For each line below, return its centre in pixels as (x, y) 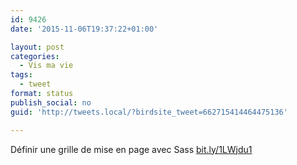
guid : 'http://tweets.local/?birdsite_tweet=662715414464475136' (149, 112)
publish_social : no (51, 102)
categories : (35, 56)
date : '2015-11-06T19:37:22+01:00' (84, 29)
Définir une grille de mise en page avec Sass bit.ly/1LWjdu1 (131, 149)
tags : (21, 75)
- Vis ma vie (46, 66)
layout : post (37, 47)
